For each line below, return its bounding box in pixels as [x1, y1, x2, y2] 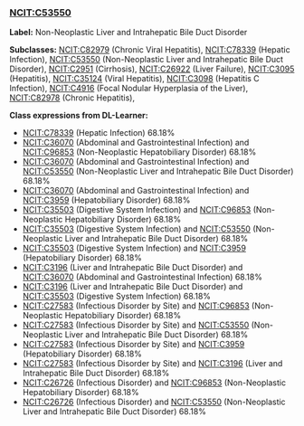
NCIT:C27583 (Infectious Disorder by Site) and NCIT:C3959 [22, 339, 245, 350]
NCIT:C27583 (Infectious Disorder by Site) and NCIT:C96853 [22, 300, 251, 311]
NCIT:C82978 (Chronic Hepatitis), [9, 92, 136, 103]
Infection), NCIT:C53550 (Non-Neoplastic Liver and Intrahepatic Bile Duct [9, 54, 283, 65]
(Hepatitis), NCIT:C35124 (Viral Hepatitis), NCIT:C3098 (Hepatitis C [9, 73, 260, 84]
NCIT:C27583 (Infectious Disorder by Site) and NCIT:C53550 [22, 319, 250, 331]
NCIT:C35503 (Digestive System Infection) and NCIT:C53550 [22, 223, 252, 234]
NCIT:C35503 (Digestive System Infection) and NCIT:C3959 [22, 242, 247, 254]
